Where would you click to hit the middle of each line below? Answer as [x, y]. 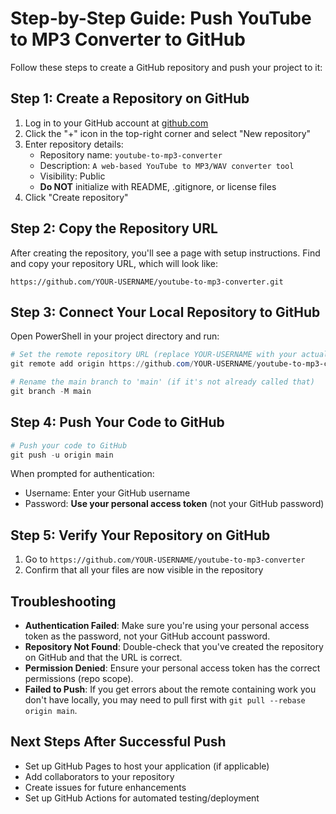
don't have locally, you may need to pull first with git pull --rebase [165, 700]
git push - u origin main [62, 455]
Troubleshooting [63, 601]
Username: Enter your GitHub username [107, 493]
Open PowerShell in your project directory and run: [115, 336]
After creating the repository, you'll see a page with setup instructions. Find [165, 253]
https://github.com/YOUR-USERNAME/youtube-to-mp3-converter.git [147, 282]
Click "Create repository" [76, 197]
